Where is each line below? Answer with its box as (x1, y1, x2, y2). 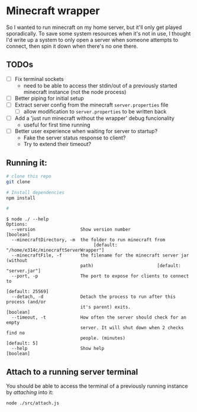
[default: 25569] (6, 288, 49, 295)
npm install (6, 195, 35, 201)
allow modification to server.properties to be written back (23, 108, 167, 115)
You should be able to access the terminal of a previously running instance (6, 382, 188, 390)
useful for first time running (23, 121, 91, 128)
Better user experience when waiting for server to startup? (14, 128, 158, 135)
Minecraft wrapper (6, 4, 100, 18)
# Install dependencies (6, 189, 65, 196)
